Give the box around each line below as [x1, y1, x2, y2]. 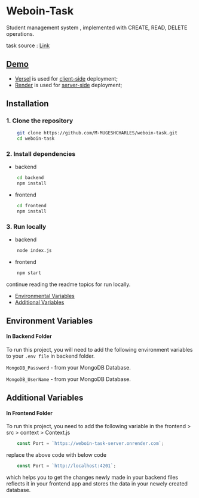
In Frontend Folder [6, 409, 53, 416]
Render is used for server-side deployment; [14, 81, 123, 88]
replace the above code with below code [6, 451, 106, 459]
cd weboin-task [17, 136, 55, 142]
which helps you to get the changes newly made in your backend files [6, 474, 178, 481]
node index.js [17, 248, 52, 254]
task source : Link [6, 42, 50, 49]
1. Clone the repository [6, 116, 74, 125]
